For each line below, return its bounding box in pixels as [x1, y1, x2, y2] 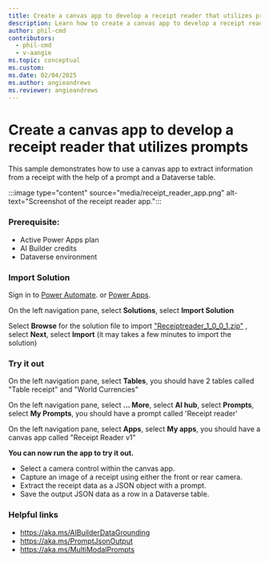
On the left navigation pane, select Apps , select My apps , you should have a [8, 424, 261, 434]
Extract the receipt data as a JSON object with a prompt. [19, 481, 207, 491]
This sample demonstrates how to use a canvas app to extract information [8, 164, 254, 174]
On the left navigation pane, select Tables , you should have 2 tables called [8, 376, 255, 386]
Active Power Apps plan [19, 235, 99, 244]
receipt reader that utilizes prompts [8, 138, 249, 156]
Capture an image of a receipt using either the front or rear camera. [19, 472, 243, 482]
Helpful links [8, 509, 58, 520]
